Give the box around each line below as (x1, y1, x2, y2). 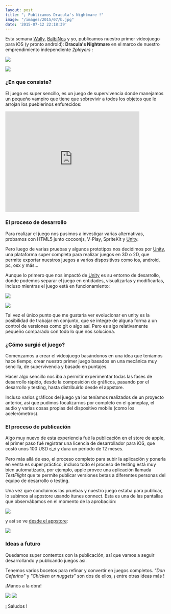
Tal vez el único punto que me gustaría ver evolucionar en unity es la (5, 312, 150, 318)
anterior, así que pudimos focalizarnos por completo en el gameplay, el (5, 400, 155, 406)
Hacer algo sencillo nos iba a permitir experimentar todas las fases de (5, 374, 152, 380)
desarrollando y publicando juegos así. (5, 557, 87, 563)
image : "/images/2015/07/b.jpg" (5, 17, 74, 22)
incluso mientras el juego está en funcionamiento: (5, 283, 110, 289)
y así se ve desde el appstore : (5, 518, 68, 524)
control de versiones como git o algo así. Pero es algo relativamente (5, 323, 148, 329)
